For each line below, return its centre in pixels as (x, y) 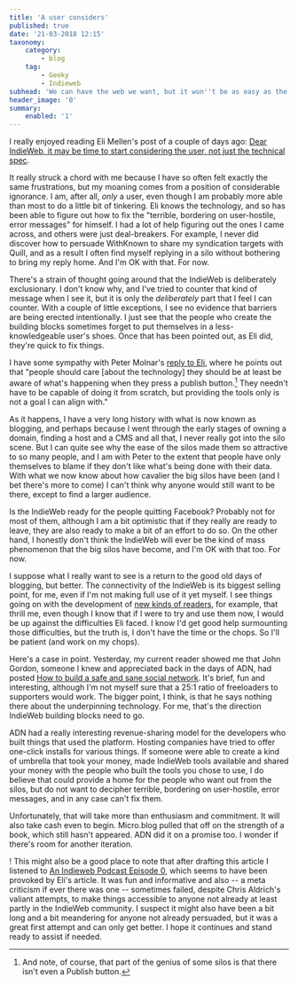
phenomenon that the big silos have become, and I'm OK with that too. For (145, 549)
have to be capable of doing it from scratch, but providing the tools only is (145, 392)
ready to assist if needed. (55, 936)
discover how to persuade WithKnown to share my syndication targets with (146, 244)
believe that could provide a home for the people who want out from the (141, 779)
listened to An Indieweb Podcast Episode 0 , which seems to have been (138, 871)
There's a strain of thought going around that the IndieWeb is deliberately (143, 279)
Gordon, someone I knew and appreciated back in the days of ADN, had (141, 668)
